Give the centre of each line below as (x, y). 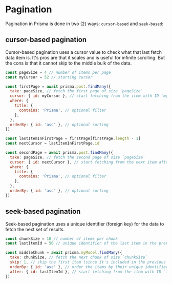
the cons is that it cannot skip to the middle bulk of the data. (69, 63)
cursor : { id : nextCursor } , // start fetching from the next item (83, 162)
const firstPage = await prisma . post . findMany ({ (58, 86)
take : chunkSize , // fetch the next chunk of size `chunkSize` (79, 257)
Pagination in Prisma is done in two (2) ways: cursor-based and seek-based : (84, 24)
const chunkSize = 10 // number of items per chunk (61, 239)
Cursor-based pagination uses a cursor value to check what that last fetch (84, 52)
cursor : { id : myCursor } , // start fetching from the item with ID (84, 96)
